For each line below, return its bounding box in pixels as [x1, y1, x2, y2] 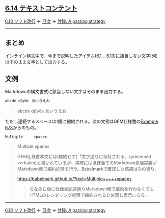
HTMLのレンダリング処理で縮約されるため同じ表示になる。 [29, 192, 150, 198]
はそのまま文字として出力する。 [5, 59, 70, 65]
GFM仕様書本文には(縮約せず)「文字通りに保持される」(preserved [17, 154, 151, 160]
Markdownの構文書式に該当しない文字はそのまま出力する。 [5, 89, 126, 95]
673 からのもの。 [5, 125, 39, 131]
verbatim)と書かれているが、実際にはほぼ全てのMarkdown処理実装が [17, 160, 157, 166]
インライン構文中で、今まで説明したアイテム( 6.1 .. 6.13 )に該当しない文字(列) [5, 53, 158, 59]
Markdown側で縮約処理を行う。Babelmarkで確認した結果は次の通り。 [17, 166, 159, 172]
